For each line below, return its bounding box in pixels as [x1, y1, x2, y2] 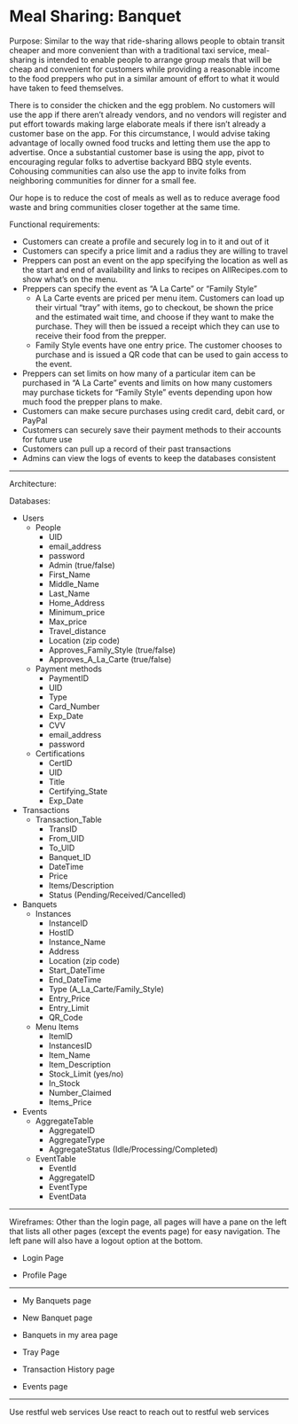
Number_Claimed [48, 1087, 113, 1098]
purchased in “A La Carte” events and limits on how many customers [21, 377, 273, 387]
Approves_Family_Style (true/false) [48, 645, 176, 655]
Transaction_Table [35, 814, 102, 825]
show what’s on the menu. [21, 273, 118, 285]
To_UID [48, 842, 75, 853]
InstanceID [48, 918, 89, 928]
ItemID [48, 1030, 74, 1041]
